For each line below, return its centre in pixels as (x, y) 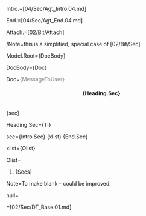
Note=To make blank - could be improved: (59, 184)
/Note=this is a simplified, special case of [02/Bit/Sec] (73, 44)
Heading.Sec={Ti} (29, 125)
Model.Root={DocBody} (36, 56)
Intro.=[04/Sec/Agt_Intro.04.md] (46, 9)
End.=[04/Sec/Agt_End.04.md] (45, 20)
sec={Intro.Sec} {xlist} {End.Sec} (47, 137)
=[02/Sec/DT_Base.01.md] (39, 207)
